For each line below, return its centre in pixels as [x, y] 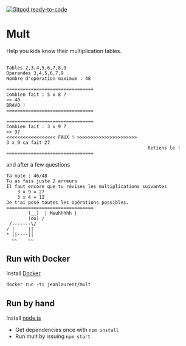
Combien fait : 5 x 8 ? [36, 95]
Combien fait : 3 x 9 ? [36, 127]
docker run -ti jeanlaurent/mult [49, 285]
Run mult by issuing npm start [53, 336]
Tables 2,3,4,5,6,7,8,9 [36, 68]
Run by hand [30, 303]
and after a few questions [38, 165]
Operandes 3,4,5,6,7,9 [35, 73]
